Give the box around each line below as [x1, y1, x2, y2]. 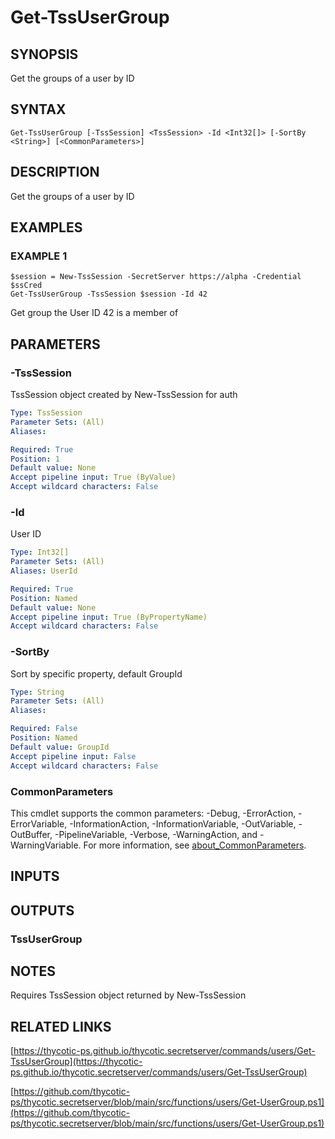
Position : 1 [10, 454, 60, 464]
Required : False [10, 724, 78, 734]
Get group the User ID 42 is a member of [10, 307, 179, 319]
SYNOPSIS [10, 46, 79, 63]
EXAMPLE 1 [10, 249, 68, 263]
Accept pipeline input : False [10, 751, 137, 761]
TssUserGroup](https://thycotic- [10, 1056, 143, 1068]
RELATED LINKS [10, 1018, 112, 1035]
